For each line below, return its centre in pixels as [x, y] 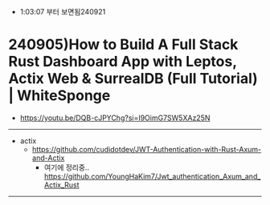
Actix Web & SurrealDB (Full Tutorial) [133, 79]
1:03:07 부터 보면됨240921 [63, 12]
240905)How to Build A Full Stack [123, 44]
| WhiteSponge [59, 96]
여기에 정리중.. [67, 167]
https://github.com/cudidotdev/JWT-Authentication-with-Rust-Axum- [147, 149]
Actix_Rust [61, 185]
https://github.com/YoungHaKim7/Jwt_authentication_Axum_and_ [152, 176]
